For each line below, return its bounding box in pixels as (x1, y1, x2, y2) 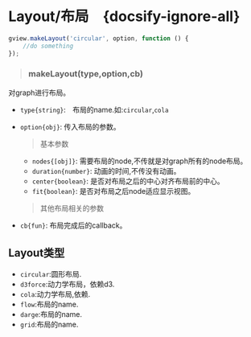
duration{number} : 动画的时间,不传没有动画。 (31, 166, 181, 175)
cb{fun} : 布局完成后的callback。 (19, 220, 127, 230)
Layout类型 (8, 246, 65, 260)
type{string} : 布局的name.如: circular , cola (19, 105, 169, 114)
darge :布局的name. (19, 309, 83, 319)
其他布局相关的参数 (39, 203, 105, 213)
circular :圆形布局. (19, 269, 82, 278)
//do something (23, 42, 74, 50)
